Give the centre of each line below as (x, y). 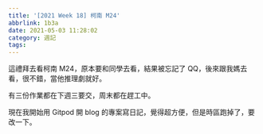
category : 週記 (32, 38)
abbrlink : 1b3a (33, 23)
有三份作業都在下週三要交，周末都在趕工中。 (82, 95)
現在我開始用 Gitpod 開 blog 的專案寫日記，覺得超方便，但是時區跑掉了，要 (131, 113)
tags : (17, 45)
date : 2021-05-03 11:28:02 (53, 30)
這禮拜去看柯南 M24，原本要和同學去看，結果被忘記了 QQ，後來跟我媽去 (128, 69)
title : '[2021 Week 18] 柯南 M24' (65, 15)
